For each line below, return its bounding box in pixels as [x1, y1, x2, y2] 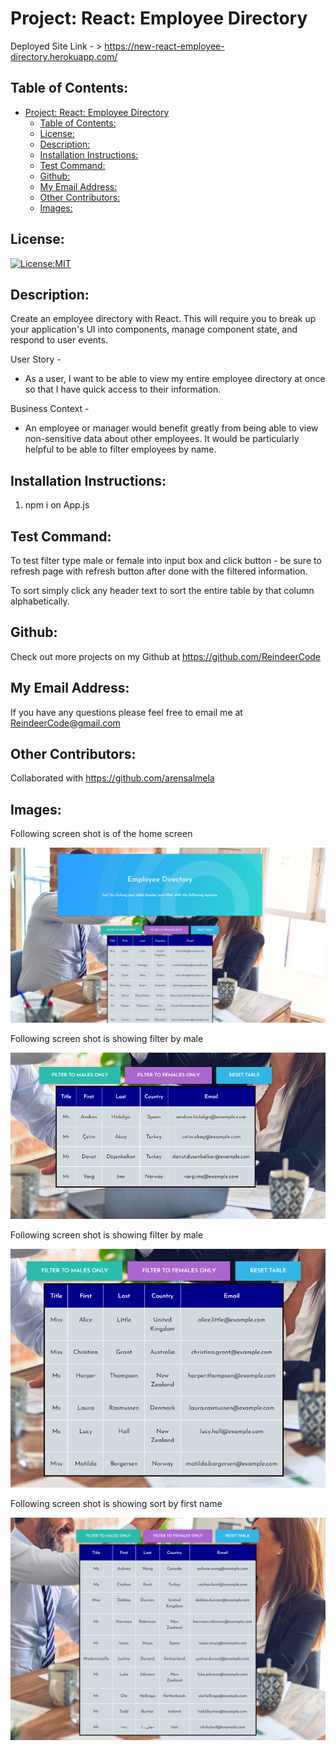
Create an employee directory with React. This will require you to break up [10, 313, 317, 325]
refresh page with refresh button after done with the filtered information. [10, 565, 308, 577]
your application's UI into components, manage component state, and [10, 323, 298, 336]
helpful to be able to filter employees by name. [24, 443, 217, 456]
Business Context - [10, 403, 90, 415]
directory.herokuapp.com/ [10, 50, 118, 62]
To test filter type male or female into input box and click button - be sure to [10, 555, 322, 566]
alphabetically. [10, 595, 70, 607]
